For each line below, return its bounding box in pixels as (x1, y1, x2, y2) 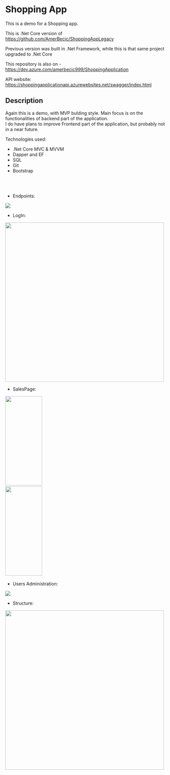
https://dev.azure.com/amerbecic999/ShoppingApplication (5, 66, 129, 72)
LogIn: (12, 212, 26, 218)
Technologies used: (5, 136, 47, 142)
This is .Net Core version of (5, 30, 62, 36)
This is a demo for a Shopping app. (5, 20, 79, 27)
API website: (5, 76, 31, 82)
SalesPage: (12, 386, 37, 392)
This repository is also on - (5, 61, 61, 67)
